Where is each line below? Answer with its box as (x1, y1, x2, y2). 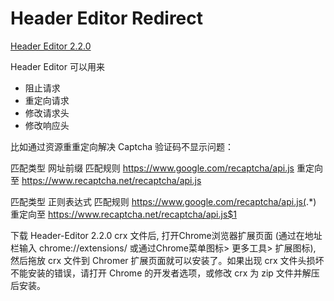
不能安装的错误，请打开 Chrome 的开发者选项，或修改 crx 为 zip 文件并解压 (10, 267, 320, 279)
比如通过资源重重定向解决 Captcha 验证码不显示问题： (10, 140, 235, 152)
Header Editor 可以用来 (10, 60, 105, 72)
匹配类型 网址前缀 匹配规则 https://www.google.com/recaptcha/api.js (10, 162, 295, 174)
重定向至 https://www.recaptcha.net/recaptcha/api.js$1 (10, 208, 237, 220)
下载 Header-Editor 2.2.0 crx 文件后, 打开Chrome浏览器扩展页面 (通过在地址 (10, 229, 323, 241)
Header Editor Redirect (10, 7, 204, 30)
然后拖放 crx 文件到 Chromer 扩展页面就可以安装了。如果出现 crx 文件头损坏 (10, 254, 325, 266)
